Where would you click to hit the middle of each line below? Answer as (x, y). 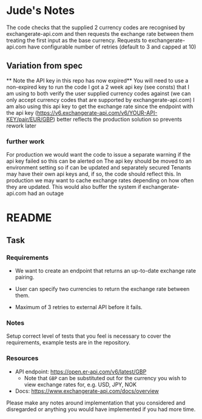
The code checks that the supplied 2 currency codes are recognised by (96, 27)
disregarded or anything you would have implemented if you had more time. (101, 409)
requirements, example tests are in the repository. (68, 342)
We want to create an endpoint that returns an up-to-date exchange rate (105, 270)
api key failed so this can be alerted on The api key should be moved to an (99, 161)
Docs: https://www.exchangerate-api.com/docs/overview (87, 391)
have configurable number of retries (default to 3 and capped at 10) (112, 47)
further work (25, 141)
